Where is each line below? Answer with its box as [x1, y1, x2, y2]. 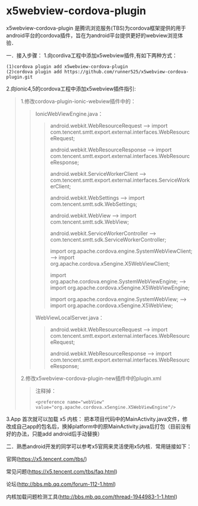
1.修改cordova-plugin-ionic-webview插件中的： [20, 98, 136, 105]
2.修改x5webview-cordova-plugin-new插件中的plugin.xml [20, 375, 161, 382]
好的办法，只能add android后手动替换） [6, 430, 103, 437]
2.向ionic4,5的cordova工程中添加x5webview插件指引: [6, 85, 136, 92]
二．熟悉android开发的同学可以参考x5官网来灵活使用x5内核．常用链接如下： [6, 443, 192, 450]
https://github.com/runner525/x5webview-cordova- [64, 69, 189, 75]
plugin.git [6, 74, 33, 80]
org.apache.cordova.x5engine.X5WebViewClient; [50, 260, 170, 267]
